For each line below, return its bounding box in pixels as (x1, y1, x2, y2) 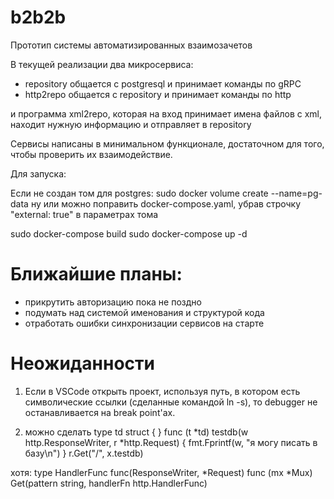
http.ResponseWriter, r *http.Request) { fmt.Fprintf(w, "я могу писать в (24, 436, 318, 448)
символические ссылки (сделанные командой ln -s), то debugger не (24, 396, 318, 408)
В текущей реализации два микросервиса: (10, 58, 194, 70)
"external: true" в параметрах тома (10, 208, 159, 220)
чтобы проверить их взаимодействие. (10, 148, 173, 160)
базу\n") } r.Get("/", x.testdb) (24, 447, 144, 459)
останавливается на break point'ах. (24, 406, 176, 418)
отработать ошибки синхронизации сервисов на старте (24, 317, 265, 329)
